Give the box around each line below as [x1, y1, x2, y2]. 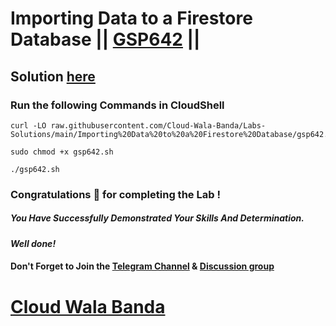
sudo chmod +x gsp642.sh [10, 147, 114, 157]
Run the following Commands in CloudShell [10, 98, 225, 112]
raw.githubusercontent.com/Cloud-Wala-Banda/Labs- [50, 120, 267, 131]
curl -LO [10, 120, 47, 131]
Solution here [10, 68, 96, 85]
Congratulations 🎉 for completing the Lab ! [10, 187, 221, 201]
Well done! [10, 237, 57, 249]
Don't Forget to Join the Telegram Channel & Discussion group [10, 260, 275, 272]
